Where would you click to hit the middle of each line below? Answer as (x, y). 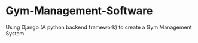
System (15, 33)
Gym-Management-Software (79, 11)
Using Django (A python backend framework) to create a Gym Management (99, 27)
